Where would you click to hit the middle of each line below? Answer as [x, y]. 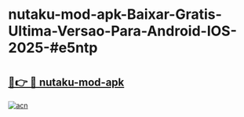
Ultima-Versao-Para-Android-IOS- [123, 31]
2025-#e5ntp [53, 48]
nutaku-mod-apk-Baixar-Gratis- [115, 15]
